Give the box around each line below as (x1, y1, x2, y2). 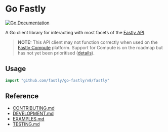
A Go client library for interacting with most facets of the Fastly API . (5, 29, 146, 35)
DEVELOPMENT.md (12, 110, 54, 116)
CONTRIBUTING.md (12, 105, 55, 111)
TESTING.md (12, 121, 40, 127)
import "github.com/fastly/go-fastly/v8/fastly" (5, 78, 110, 83)
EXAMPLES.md (12, 116, 45, 122)
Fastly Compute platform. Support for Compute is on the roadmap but (17, 44, 163, 50)
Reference (5, 92, 39, 101)
